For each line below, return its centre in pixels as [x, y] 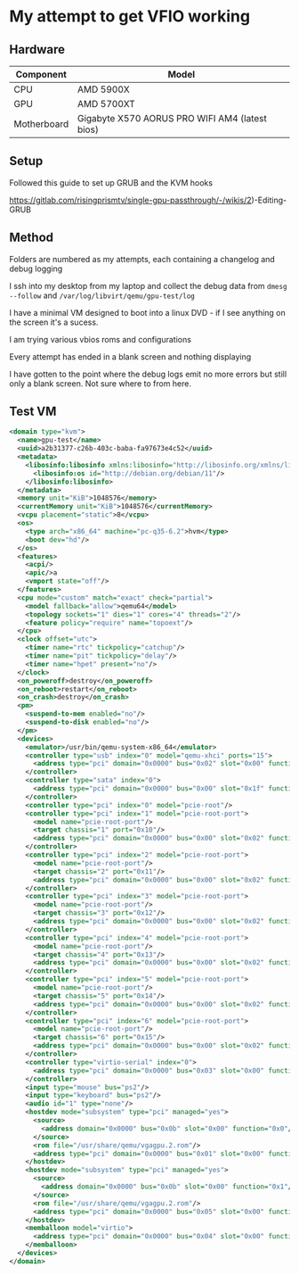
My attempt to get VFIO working [130, 17]
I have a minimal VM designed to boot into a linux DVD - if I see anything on [148, 312]
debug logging [36, 269]
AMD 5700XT [106, 104]
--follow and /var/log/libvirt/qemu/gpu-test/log [102, 295]
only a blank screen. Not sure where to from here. [101, 383]
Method [32, 238]
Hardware [37, 50]
